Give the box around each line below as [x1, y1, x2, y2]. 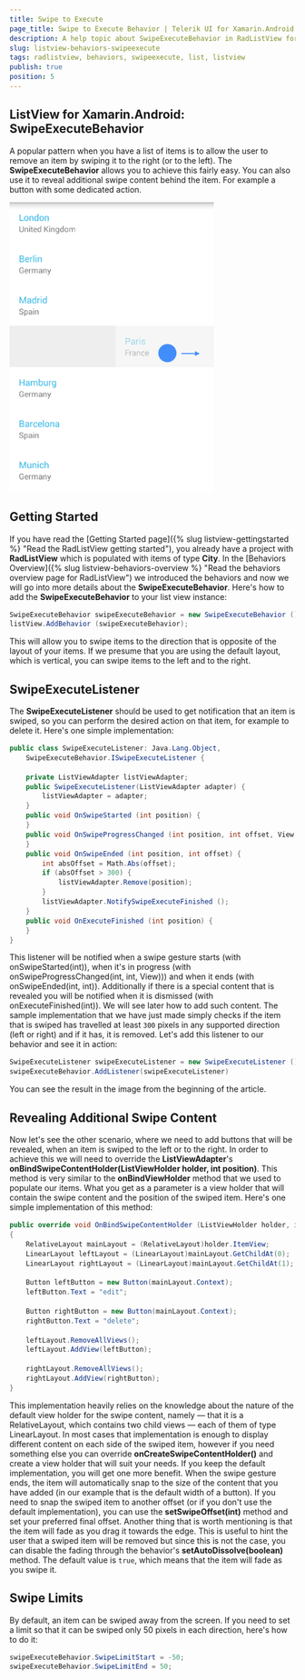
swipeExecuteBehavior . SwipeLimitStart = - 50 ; [9, 1653, 184, 1662]
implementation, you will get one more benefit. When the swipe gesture [9, 1467, 277, 1478]
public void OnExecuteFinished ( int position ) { [25, 916, 213, 925]
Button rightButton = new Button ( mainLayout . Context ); [25, 1306, 238, 1315]
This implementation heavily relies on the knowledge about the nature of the [9, 1400, 294, 1411]
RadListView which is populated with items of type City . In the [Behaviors [9, 553, 286, 564]
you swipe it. [9, 1564, 57, 1575]
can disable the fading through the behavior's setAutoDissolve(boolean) [9, 1545, 284, 1555]
